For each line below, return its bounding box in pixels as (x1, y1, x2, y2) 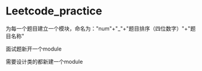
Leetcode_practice (5, 4, 103, 18)
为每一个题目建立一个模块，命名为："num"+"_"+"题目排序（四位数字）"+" (5, 25, 190, 32)
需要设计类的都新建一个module (5, 58, 83, 65)
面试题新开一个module (5, 45, 62, 52)
